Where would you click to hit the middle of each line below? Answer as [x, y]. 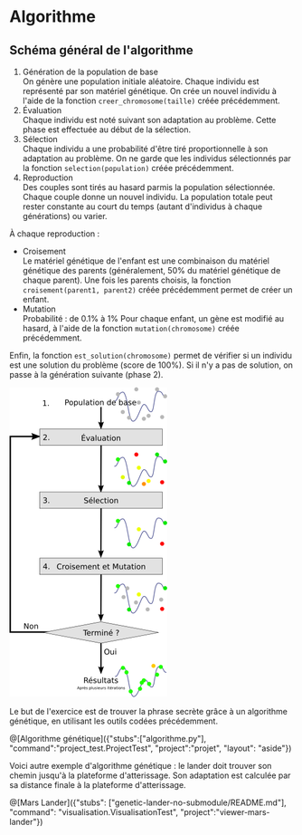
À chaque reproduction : [55, 234]
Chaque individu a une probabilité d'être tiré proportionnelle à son [145, 149]
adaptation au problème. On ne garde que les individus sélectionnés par [157, 158]
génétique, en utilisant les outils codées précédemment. [114, 721]
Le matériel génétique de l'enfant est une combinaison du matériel [146, 261]
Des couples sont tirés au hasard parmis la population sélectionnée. [149, 187]
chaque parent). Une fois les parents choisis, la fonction [127, 280]
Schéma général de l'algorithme [101, 50]
